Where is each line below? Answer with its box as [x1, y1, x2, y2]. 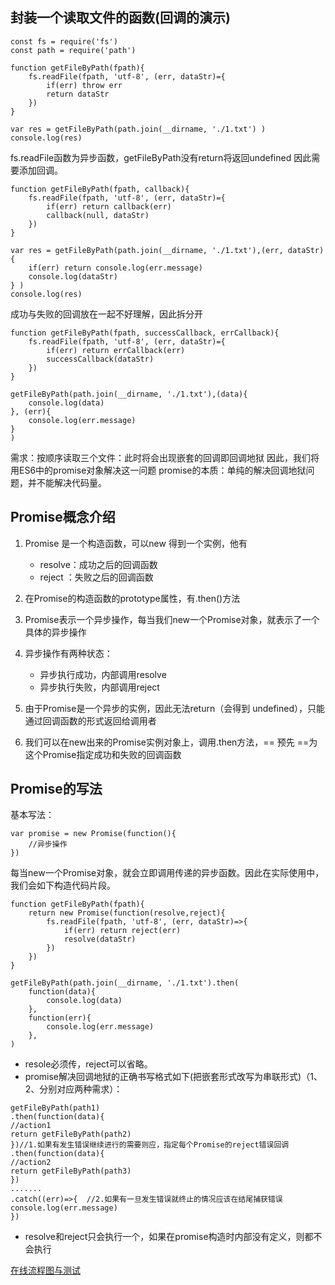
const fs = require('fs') [10, 36, 118, 47]
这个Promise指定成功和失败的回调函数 [24, 748, 182, 760]
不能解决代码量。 [36, 476, 107, 488]
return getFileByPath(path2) [10, 1129, 132, 1140]
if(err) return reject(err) [63, 926, 182, 936]
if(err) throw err [46, 80, 123, 90]
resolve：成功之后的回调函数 [39, 558, 158, 570]
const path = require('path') [10, 45, 137, 55]
